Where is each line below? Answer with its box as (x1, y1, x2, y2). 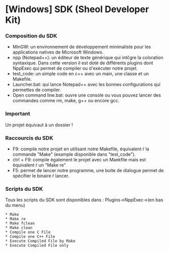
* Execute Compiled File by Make (5, 239, 76, 244)
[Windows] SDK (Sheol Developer (5, 4, 149, 15)
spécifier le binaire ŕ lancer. (12, 173, 70, 179)
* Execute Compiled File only (5, 243, 69, 248)
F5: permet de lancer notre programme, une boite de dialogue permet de (12, 167, 164, 174)
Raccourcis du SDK (5, 134, 53, 141)
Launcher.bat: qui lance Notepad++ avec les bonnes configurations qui (12, 81, 160, 88)
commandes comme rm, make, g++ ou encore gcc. (12, 98, 120, 104)
